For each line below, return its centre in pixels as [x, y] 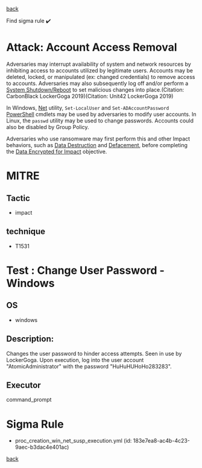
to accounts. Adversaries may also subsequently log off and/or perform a [97, 83]
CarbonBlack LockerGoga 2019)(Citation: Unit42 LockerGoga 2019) [90, 96]
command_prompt [29, 400]
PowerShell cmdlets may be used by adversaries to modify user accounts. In [101, 114]
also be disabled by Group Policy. [48, 127]
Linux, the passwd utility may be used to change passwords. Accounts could [100, 121]
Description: [30, 339]
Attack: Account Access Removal [92, 47]
